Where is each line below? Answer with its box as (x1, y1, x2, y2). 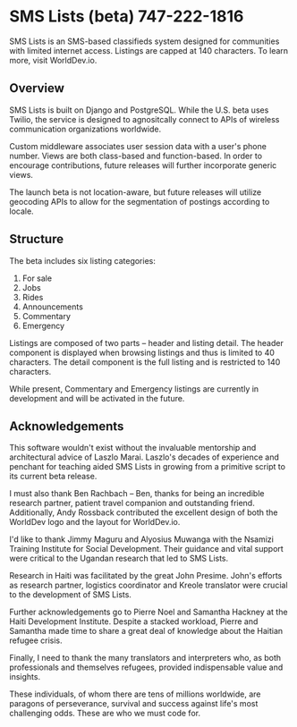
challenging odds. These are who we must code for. (9, 708, 201, 719)
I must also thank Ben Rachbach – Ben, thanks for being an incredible (9, 488, 265, 499)
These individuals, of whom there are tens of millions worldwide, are (9, 689, 261, 699)
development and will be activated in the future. (9, 393, 185, 403)
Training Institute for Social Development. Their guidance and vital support (9, 544, 284, 554)
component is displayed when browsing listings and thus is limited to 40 (9, 347, 276, 358)
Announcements (21, 301, 83, 312)
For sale (21, 273, 52, 283)
